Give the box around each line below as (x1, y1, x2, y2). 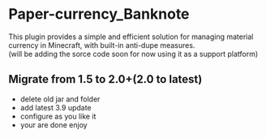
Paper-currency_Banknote (8, 5, 190, 24)
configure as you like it (19, 111, 97, 121)
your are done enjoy (19, 119, 88, 130)
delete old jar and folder (19, 94, 101, 104)
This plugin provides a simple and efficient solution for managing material (8, 32, 254, 41)
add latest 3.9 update (19, 102, 92, 112)
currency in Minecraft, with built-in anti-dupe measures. (8, 40, 195, 50)
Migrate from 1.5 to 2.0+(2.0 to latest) (8, 72, 203, 86)
